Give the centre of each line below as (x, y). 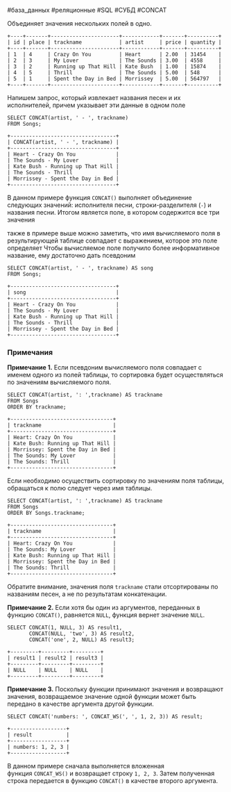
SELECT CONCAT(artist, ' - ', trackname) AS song (80, 268)
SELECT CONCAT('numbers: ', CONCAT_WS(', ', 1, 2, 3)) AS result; (105, 717)
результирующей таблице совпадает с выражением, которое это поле (112, 240)
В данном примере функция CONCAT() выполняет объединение (100, 198)
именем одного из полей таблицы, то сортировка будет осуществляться (115, 375)
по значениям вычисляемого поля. (59, 382)
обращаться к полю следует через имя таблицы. (80, 488)
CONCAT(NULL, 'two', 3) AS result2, (82, 634)
